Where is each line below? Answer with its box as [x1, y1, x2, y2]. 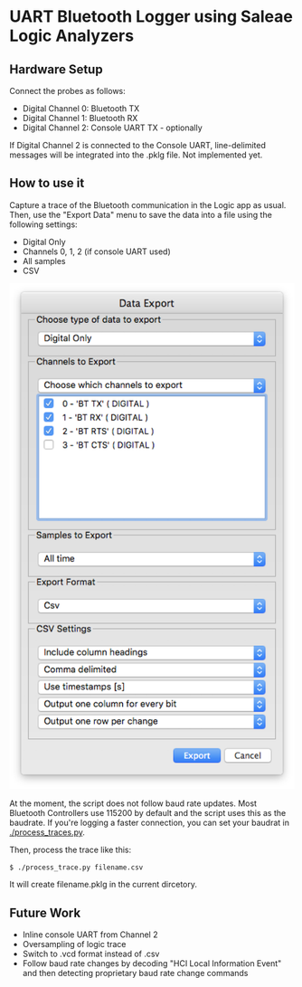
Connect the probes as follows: [9, 86, 127, 96]
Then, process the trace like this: [9, 844, 132, 856]
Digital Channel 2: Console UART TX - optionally [22, 122, 203, 133]
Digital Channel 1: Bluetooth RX [22, 113, 138, 123]
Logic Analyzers [9, 25, 134, 46]
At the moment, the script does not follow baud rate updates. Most [9, 798, 258, 809]
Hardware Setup [9, 62, 103, 77]
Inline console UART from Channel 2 [22, 929, 158, 940]
